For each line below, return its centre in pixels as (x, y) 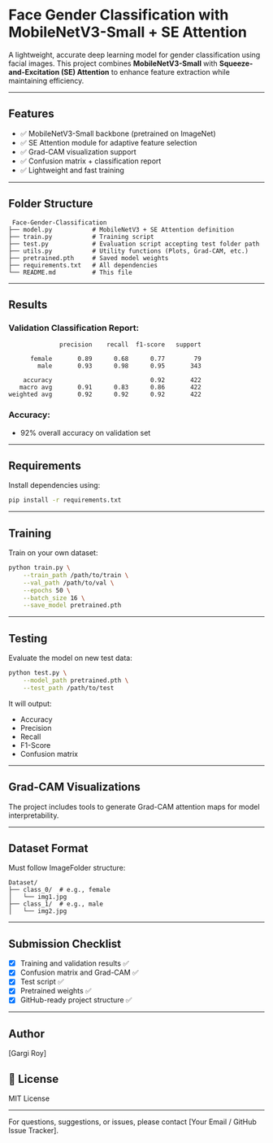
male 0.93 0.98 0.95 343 (119, 366)
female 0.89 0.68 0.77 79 (115, 359)
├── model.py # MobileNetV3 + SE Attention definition (121, 229)
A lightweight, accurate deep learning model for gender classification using (134, 54)
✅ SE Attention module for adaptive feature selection (108, 142)
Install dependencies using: (54, 485)
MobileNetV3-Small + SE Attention (128, 32)
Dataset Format (48, 848)
